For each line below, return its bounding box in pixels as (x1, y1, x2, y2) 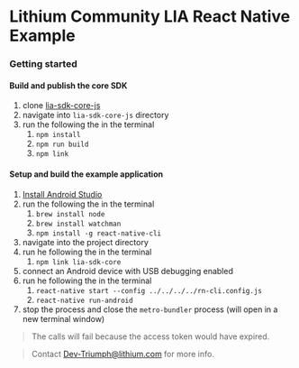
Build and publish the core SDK (9, 79, 128, 91)
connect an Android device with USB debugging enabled (22, 265, 234, 276)
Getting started (9, 58, 78, 70)
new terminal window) (22, 313, 105, 324)
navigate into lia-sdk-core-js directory (22, 110, 169, 121)
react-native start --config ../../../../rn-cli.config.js (35, 286, 263, 295)
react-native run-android (35, 296, 133, 305)
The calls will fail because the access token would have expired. (31, 331, 270, 342)
